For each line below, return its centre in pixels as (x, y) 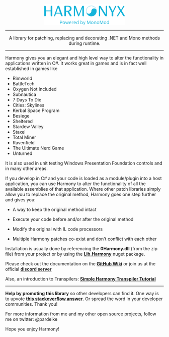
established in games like (31, 69)
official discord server (28, 269)
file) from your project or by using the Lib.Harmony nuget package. (75, 254)
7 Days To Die (27, 100)
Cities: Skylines (28, 105)
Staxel (19, 132)
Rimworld (22, 78)
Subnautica (24, 94)
